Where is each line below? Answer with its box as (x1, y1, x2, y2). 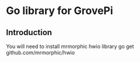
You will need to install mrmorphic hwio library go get (6, 43, 134, 50)
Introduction (6, 27, 52, 37)
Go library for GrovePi (6, 4, 114, 18)
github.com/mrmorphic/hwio (6, 49, 75, 56)
